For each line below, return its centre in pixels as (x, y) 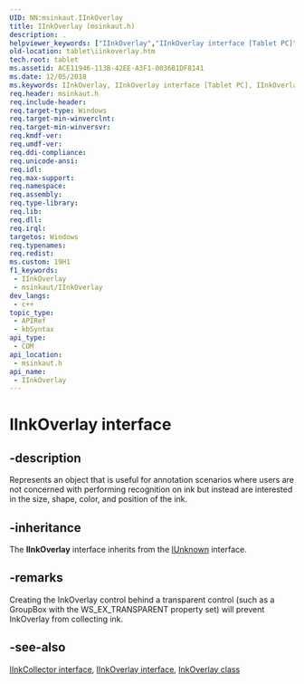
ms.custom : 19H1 (40, 262)
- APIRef (30, 321)
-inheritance (45, 528)
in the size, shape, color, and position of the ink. (99, 499)
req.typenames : (38, 246)
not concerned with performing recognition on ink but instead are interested (151, 489)
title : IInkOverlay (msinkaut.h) (72, 26)
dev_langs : (30, 295)
